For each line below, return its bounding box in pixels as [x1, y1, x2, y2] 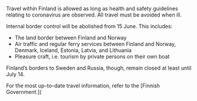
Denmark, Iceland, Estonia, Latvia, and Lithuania [14, 47, 132, 54]
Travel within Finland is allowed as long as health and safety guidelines [6, 5, 178, 12]
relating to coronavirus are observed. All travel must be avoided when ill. [6, 11, 182, 18]
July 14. [6, 71, 25, 77]
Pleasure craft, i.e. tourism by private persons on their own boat [14, 53, 170, 60]
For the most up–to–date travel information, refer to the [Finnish [6, 82, 160, 89]
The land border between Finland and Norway [14, 34, 127, 41]
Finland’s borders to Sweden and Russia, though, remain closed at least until [6, 64, 192, 71]
